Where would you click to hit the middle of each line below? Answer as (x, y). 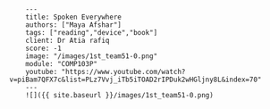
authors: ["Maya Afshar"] (74, 25)
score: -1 (44, 48)
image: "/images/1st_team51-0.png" (92, 56)
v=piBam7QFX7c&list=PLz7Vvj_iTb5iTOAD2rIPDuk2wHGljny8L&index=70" (135, 80)
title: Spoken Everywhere (74, 17)
